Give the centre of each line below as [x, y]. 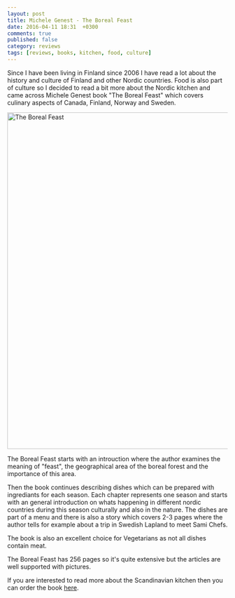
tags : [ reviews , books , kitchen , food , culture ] [79, 53]
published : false [33, 40]
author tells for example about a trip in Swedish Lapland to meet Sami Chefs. [117, 524]
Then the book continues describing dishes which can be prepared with [111, 487]
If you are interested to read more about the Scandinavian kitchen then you [115, 580]
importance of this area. [42, 473]
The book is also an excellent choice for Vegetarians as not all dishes [107, 538]
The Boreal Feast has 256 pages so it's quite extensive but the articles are [114, 559]
